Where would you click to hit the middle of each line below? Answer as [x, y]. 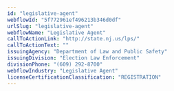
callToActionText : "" [38, 45]
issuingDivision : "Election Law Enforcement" [73, 58]
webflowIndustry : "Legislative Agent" [63, 70]
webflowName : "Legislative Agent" [57, 32]
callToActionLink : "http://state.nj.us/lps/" [73, 39]
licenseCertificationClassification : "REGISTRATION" [84, 77]
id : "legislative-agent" [43, 13]
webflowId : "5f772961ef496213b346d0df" [64, 20]
